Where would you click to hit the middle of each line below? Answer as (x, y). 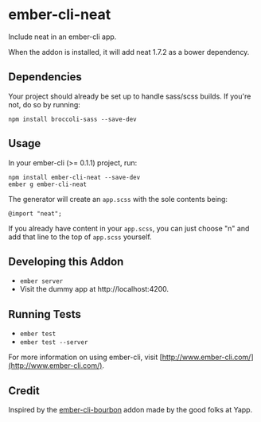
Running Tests (45, 314)
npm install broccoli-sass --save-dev (72, 119)
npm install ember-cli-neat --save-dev (74, 177)
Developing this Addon (66, 261)
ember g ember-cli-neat (48, 184)
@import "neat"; (35, 213)
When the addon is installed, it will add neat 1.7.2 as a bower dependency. (129, 52)
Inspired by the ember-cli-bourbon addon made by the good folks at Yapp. (130, 410)
